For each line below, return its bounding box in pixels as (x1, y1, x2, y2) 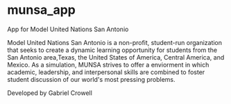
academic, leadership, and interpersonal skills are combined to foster (7, 68, 205, 76)
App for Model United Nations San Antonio (7, 25, 129, 33)
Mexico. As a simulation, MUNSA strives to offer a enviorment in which (7, 60, 209, 69)
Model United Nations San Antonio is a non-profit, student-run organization (7, 38, 223, 46)
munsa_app (7, 2, 76, 18)
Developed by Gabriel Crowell (7, 89, 92, 97)
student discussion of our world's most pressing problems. (7, 75, 176, 83)
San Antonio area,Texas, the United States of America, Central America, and (7, 53, 225, 61)
